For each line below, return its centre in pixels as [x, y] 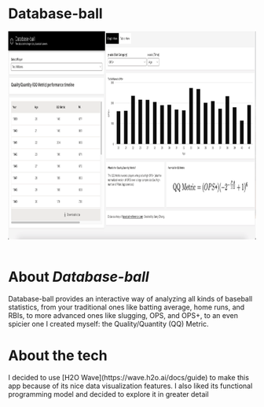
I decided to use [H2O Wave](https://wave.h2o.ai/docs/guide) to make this [129, 377]
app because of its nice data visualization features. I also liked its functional [130, 386]
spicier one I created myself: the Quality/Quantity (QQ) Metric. [108, 324]
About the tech [58, 356]
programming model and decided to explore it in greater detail [109, 394]
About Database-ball [79, 277]
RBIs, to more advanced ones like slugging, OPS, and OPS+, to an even [123, 315]
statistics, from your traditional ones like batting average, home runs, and [126, 307]
